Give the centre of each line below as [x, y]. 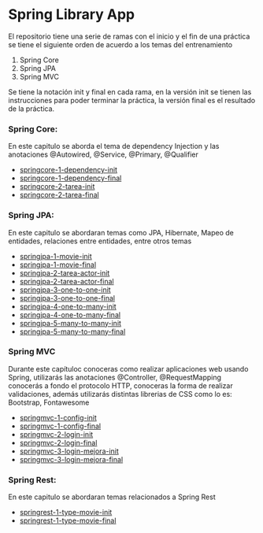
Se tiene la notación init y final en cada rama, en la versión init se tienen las [130, 91]
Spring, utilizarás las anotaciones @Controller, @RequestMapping [115, 377]
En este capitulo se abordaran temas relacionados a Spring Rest [112, 497]
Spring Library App [72, 15]
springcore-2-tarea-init [57, 187]
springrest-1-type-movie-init [66, 513]
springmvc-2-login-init [56, 434]
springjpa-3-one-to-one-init [65, 290]
